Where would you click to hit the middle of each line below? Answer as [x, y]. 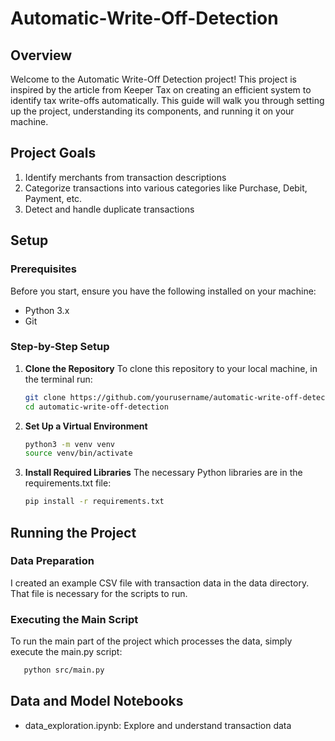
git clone [45, 397]
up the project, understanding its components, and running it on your [152, 111]
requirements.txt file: [68, 483]
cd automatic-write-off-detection [96, 407]
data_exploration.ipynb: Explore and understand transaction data [158, 725]
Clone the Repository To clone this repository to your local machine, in [171, 368]
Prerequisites [43, 269]
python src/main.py [64, 670]
